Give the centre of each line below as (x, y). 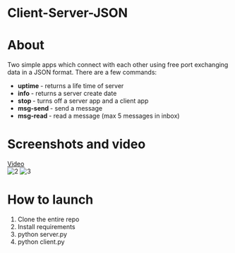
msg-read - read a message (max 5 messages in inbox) (98, 116)
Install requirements (46, 227)
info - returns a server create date (67, 94)
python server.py (42, 234)
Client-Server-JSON (68, 13)
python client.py (41, 242)
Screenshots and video (77, 144)
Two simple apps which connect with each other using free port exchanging (118, 65)
